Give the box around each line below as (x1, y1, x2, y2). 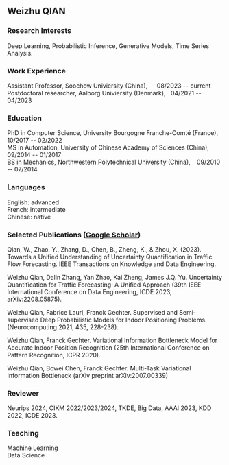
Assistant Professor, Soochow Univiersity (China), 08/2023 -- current (7, 82, 211, 90)
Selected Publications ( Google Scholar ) (7, 230, 141, 239)
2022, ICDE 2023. (7, 412, 58, 420)
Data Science (7, 451, 45, 460)
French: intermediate (7, 205, 67, 213)
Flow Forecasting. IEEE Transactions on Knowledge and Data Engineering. (7, 260, 217, 268)
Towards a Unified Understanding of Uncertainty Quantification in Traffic (7, 252, 213, 261)
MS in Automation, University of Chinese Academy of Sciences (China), (7, 143, 209, 152)
